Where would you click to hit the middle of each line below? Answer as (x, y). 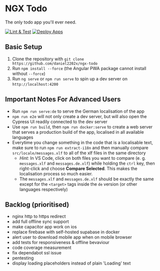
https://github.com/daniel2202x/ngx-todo (55, 63)
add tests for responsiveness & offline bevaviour (61, 243)
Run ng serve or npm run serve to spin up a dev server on (70, 78)
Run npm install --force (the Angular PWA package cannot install (79, 68)
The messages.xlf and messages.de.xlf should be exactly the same (87, 179)
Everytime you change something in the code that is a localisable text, (82, 142)
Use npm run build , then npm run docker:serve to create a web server (82, 127)
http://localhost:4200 (35, 84)
